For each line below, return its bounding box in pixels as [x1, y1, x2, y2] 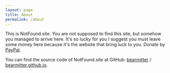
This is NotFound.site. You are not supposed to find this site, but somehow [5, 31, 161, 37]
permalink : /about [5, 17, 44, 22]
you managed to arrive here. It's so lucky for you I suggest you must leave [5, 36, 161, 42]
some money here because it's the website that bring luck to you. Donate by [5, 42, 165, 48]
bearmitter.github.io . [5, 62, 48, 68]
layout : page [5, 7, 33, 13]
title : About [5, 12, 33, 17]
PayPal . [5, 47, 21, 53]
